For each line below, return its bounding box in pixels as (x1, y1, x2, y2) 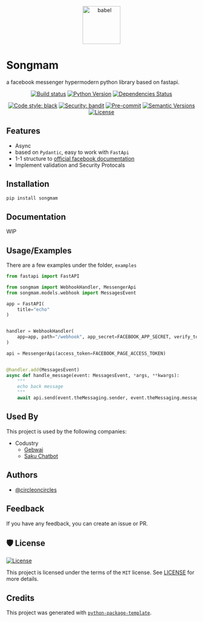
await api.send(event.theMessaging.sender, (17, 395, 129, 401)
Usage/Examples (6, 246, 72, 256)
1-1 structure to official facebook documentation (14, 155, 135, 162)
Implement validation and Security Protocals (14, 161, 126, 169)
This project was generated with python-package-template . (6, 609, 152, 617)
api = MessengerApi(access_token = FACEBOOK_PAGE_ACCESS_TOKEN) (6, 350, 166, 356)
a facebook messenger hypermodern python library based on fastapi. (6, 78, 180, 85)
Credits (6, 593, 35, 603)
